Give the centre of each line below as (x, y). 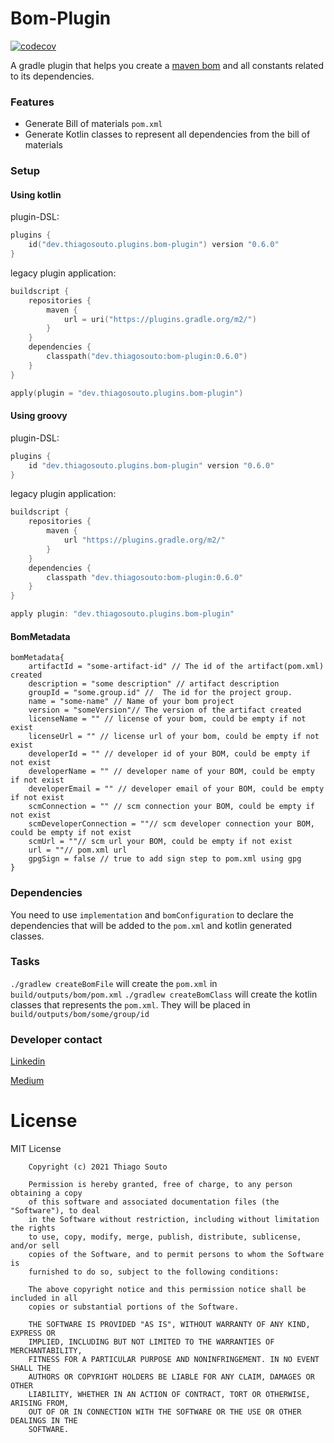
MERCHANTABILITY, (46, 1351)
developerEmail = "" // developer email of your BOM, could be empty (176, 789)
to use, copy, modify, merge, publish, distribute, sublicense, (165, 1237)
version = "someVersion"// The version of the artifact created (165, 710)
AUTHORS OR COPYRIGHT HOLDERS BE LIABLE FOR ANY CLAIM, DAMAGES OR (171, 1377)
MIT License (36, 1149)
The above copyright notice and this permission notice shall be (167, 1290)
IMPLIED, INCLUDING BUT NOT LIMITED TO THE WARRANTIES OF (151, 1342)
